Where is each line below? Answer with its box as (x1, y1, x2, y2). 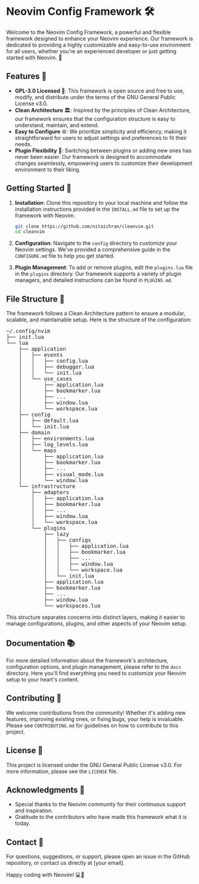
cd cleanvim (14, 229, 45, 235)
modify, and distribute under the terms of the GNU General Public (14, 93, 176, 100)
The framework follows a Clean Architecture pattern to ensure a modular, (6, 310, 186, 317)
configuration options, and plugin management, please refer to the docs (6, 663, 182, 670)
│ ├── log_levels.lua (18, 441, 88, 448)
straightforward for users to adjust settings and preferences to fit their (14, 134, 187, 141)
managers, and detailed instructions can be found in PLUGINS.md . (14, 277, 173, 284)
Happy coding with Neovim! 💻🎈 (6, 871, 85, 879)
